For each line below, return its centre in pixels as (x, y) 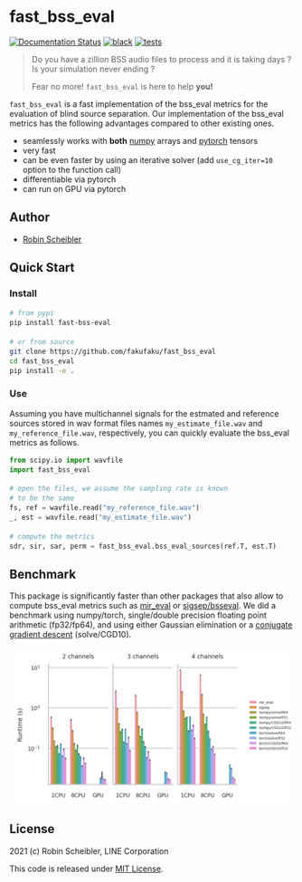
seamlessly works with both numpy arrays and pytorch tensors (140, 140)
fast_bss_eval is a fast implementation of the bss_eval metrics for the (139, 104)
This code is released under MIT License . (86, 868)
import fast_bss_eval (50, 470)
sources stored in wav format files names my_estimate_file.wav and (136, 423)
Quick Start (42, 268)
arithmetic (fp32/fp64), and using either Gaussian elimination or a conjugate (151, 625)
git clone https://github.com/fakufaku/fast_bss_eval (113, 351)
